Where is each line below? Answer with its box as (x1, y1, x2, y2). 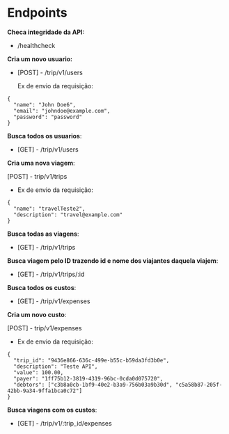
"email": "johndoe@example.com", (13, 107, 111, 114)
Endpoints (7, 5, 68, 21)
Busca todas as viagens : (7, 230, 79, 238)
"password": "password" (13, 113, 82, 120)
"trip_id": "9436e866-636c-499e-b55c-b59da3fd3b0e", (13, 357, 170, 364)
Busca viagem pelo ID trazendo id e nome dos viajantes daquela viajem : (7, 256, 219, 265)
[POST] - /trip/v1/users (17, 68, 84, 77)
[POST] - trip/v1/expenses (7, 323, 82, 332)
